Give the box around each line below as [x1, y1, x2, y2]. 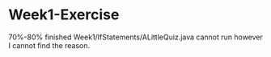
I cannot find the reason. [8, 40, 91, 50]
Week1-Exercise [8, 6, 120, 24]
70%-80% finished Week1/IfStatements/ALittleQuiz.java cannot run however [8, 32, 263, 42]
